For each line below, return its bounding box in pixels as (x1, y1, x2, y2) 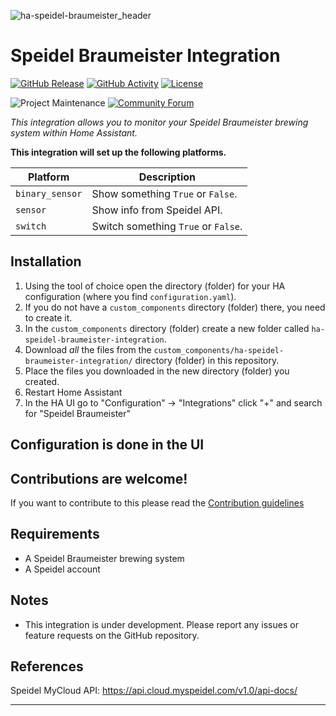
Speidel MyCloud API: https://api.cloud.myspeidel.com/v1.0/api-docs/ (10, 685, 298, 697)
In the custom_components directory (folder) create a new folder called (24, 322, 310, 334)
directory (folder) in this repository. (134, 354, 280, 366)
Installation (10, 253, 82, 270)
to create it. (24, 311, 73, 324)
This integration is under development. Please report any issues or (24, 618, 299, 630)
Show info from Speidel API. (91, 203, 223, 217)
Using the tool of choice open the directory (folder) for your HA (24, 280, 286, 292)
